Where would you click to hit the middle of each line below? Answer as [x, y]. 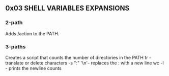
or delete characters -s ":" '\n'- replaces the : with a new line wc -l [94, 63]
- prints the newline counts [34, 68]
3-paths [16, 46]
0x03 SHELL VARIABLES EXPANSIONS [67, 8]
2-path [14, 23]
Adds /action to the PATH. [32, 33]
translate [15, 63]
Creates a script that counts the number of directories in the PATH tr [77, 57]
